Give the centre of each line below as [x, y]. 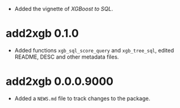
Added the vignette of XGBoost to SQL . [64, 9]
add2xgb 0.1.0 [42, 34]
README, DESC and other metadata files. [67, 57]
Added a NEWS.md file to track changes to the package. [82, 98]
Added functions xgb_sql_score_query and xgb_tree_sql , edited [94, 50]
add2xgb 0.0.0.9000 [59, 81]
